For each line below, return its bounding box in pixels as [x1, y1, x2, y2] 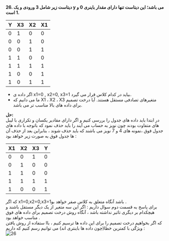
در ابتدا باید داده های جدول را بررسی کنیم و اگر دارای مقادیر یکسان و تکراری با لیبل [6, 117, 160, 123]
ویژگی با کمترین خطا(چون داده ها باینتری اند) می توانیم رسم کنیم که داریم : [6, 225, 145, 231]
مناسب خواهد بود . [6, 214, 41, 220]
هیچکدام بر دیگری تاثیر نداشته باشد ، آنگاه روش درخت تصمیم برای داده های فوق [6, 209, 155, 215]
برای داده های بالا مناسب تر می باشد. [13, 102, 82, 108]
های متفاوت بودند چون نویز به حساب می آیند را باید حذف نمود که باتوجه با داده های [6, 122, 159, 128]
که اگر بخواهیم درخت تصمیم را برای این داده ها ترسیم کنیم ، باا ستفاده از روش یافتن [6, 220, 162, 225]
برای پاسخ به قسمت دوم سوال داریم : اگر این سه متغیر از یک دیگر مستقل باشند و [6, 204, 157, 209]
